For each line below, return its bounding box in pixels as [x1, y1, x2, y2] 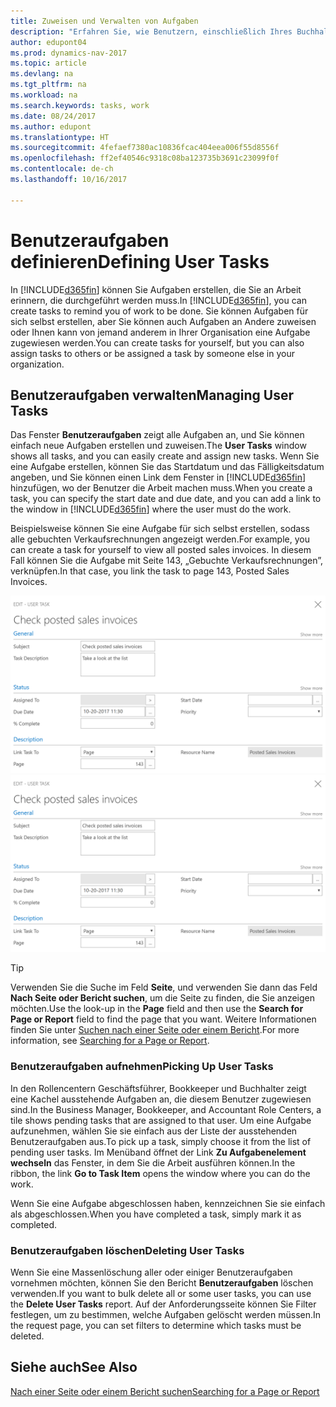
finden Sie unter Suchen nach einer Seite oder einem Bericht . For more [10, 1024, 300, 1036]
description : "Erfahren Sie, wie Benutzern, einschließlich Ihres [10, 26, 293, 37]
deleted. [10, 1330, 45, 1342]
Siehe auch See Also [10, 1359, 138, 1376]
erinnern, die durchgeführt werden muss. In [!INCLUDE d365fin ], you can [10, 294, 307, 306]
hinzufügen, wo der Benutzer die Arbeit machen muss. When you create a [10, 482, 313, 494]
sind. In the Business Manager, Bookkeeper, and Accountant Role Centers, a [10, 1103, 322, 1115]
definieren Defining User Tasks [10, 250, 270, 273]
